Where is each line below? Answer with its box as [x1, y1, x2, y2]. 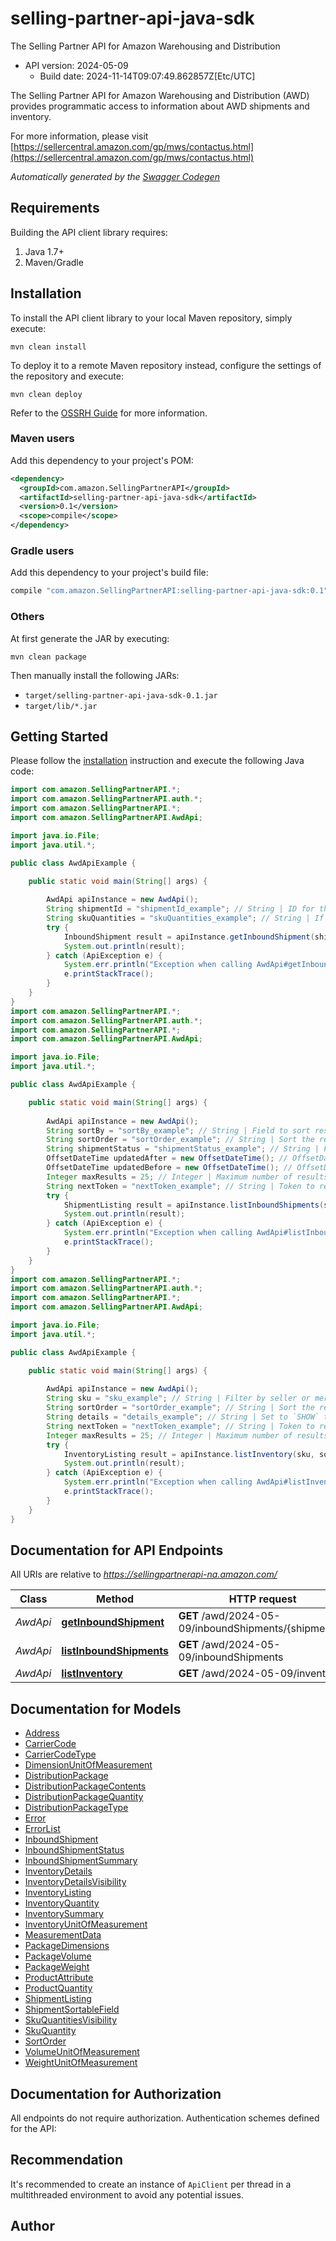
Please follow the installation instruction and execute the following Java [10, 755, 305, 767]
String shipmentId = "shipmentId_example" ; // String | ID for [46, 904, 315, 914]
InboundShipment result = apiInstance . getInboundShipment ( [63, 932, 315, 942]
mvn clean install [10, 342, 87, 352]
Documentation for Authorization [10, 2085, 222, 2102]
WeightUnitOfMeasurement [24, 2057, 138, 2069]
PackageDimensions [24, 1940, 110, 1952]
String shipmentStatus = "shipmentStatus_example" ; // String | [46, 1144, 320, 1154]
